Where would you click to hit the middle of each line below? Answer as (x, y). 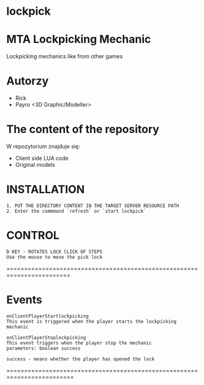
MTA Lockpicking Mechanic (79, 40)
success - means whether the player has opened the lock (81, 359)
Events (25, 300)
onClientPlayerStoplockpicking (46, 337)
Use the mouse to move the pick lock (55, 257)
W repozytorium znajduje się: (43, 146)
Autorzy (28, 81)
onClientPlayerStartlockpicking (47, 316)
